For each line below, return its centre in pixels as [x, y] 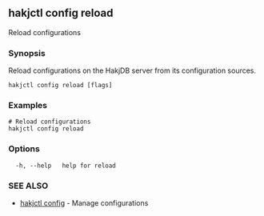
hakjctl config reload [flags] [60, 86]
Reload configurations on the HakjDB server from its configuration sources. [132, 70]
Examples [28, 106]
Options [24, 149]
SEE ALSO [28, 186]
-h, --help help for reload [66, 166]
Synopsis [27, 53]
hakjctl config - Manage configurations [84, 203]
